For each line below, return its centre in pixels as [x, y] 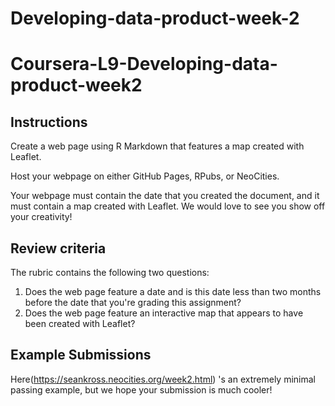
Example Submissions [81, 355]
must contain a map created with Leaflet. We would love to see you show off [168, 206]
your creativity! [41, 217]
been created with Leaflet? [80, 323]
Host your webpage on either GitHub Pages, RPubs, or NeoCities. [145, 176]
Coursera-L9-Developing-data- [144, 64]
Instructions [49, 122]
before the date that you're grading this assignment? [133, 302]
